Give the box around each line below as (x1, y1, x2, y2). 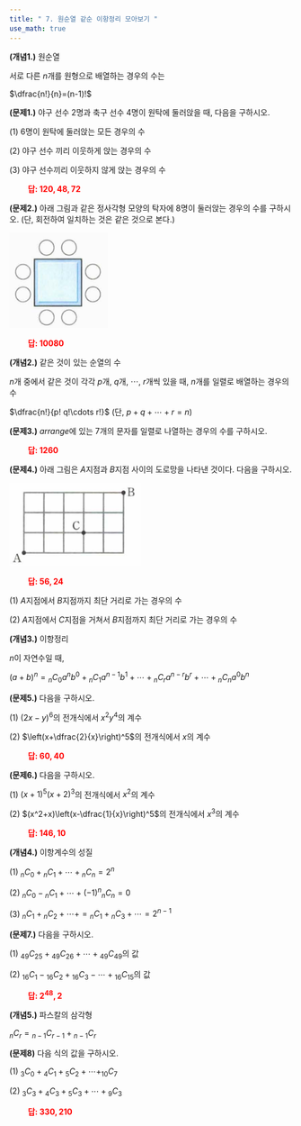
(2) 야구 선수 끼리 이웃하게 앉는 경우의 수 (9, 145, 152, 156)
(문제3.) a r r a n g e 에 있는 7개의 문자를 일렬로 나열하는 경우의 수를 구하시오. (9, 425, 268, 436)
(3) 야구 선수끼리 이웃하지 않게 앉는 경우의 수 (9, 164, 166, 175)
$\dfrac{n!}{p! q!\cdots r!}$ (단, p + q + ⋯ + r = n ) (9, 406, 193, 417)
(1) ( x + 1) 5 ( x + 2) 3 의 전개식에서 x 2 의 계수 (9, 787, 155, 800)
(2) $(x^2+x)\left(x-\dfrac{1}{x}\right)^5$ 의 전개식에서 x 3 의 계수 (9, 807, 240, 819)
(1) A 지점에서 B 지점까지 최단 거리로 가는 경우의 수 (9, 595, 182, 605)
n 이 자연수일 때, (9, 652, 65, 663)
